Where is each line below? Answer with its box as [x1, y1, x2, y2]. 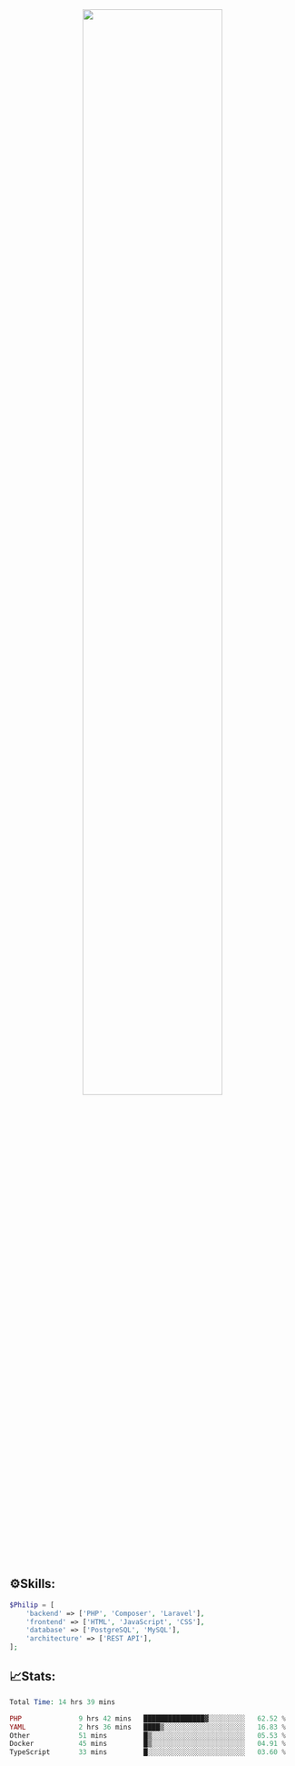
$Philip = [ [9, 1600, 54, 1610]
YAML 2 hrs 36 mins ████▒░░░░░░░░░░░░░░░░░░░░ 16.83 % [9, 1722, 286, 1731]
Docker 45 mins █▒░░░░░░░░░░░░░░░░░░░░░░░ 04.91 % [9, 1740, 286, 1749]
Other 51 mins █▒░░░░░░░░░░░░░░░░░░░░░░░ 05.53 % [9, 1731, 286, 1740]
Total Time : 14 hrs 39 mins [9, 1697, 116, 1707]
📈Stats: [9, 1669, 56, 1684]
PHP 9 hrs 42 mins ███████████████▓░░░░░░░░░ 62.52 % [9, 1713, 286, 1723]
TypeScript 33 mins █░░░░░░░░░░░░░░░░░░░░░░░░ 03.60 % [9, 1748, 286, 1757]
